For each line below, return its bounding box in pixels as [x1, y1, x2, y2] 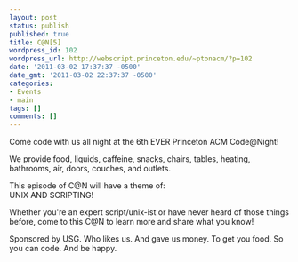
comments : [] [9, 112, 58, 121]
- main [9, 95, 34, 105]
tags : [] [9, 104, 42, 113]
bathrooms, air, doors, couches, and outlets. [9, 163, 172, 174]
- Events [9, 87, 42, 96]
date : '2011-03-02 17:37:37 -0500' [9, 63, 141, 72]
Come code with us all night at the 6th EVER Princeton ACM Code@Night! [9, 137, 279, 147]
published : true [9, 29, 69, 38]
